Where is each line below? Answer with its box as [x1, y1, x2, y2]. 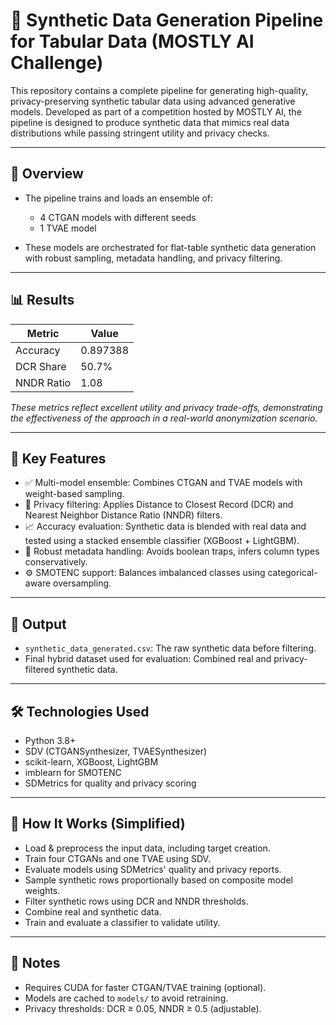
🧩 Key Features [10, 450, 107, 467]
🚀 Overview [10, 165, 84, 183]
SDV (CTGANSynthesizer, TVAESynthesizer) [24, 745, 208, 757]
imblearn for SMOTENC [24, 767, 122, 778]
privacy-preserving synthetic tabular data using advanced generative [10, 95, 296, 107]
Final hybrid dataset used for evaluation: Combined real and [24, 653, 272, 665]
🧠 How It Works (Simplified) [10, 815, 186, 833]
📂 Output [10, 615, 67, 633]
